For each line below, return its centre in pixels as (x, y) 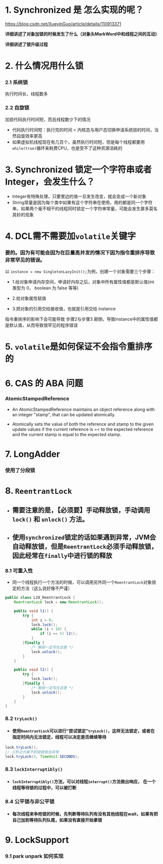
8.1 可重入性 (19, 570)
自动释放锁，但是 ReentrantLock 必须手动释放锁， (85, 546)
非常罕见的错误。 (25, 260)
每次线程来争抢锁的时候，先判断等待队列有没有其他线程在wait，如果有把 (85, 814)
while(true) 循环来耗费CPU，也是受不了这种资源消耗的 (67, 148)
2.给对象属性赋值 (29, 298)
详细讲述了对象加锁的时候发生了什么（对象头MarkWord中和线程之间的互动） (82, 34)
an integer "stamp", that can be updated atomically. (64, 414)
